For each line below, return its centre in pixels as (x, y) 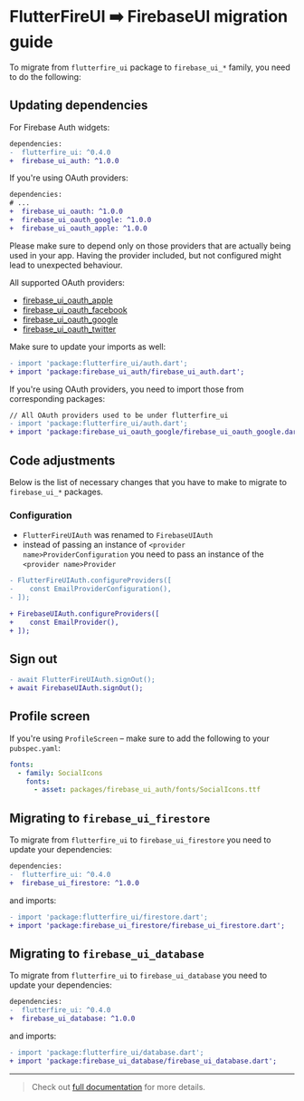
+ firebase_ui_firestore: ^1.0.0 (75, 883)
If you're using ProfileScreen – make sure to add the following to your (139, 738)
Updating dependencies (79, 106)
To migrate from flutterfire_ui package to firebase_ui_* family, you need (150, 67)
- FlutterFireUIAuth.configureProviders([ (90, 580)
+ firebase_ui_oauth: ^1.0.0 (66, 212)
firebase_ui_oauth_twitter (69, 329)
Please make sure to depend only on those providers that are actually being (150, 246)
